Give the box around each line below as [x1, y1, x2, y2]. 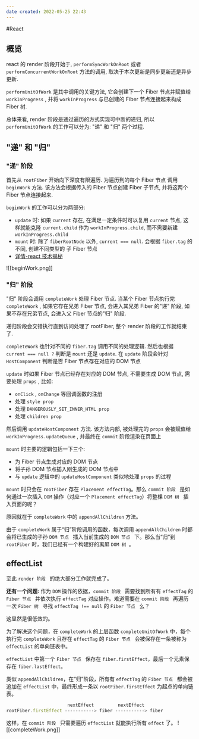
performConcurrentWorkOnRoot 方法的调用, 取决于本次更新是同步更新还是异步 [6, 68, 192, 75]
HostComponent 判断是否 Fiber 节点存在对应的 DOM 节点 [6, 358, 141, 365]
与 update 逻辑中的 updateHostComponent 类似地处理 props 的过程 [14, 473, 172, 480]
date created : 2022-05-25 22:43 [6, 8, 86, 15]
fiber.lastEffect [17, 664, 61, 670]
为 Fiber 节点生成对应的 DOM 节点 [14, 458, 98, 465]
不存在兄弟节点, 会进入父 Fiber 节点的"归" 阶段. [11, 310, 127, 317]
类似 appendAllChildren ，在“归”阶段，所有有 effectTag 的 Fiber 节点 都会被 [6, 675, 193, 682]
